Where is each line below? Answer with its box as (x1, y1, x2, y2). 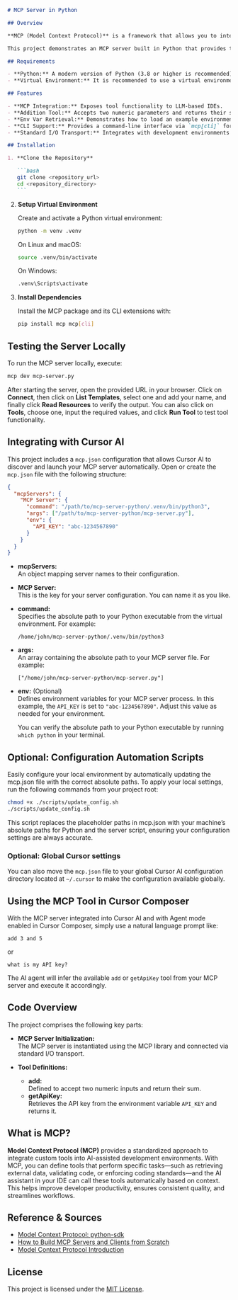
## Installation (7, 142, 55, 149)
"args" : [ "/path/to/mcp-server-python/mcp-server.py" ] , (25, 510, 195, 517)
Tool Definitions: (17, 1063, 68, 1071)
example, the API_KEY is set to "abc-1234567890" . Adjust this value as (17, 702, 217, 711)
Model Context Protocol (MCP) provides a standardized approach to (7, 1146, 209, 1154)
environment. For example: (17, 620, 96, 628)
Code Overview (7, 1002, 78, 1014)
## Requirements (7, 57, 55, 65)
